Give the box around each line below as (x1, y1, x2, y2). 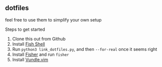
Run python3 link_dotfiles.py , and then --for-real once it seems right (12, 46, 158, 52)
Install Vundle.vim (12, 56, 48, 63)
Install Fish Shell (12, 41, 45, 47)
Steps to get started (5, 26, 46, 32)
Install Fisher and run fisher (12, 51, 69, 57)
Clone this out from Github (12, 36, 66, 42)
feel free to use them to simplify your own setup (5, 17, 102, 22)
